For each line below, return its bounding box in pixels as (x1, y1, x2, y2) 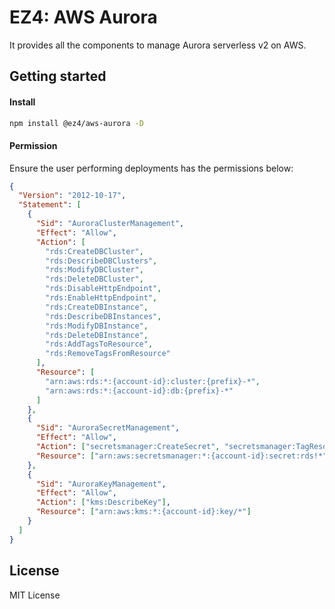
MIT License (9, 589, 61, 601)
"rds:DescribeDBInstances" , (45, 311, 162, 321)
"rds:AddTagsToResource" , (45, 339, 154, 350)
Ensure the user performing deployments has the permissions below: (9, 162, 294, 174)
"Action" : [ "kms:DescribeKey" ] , (35, 497, 171, 508)
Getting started (9, 68, 107, 85)
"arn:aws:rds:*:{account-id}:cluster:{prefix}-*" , (45, 376, 261, 386)
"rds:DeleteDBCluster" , (45, 274, 144, 285)
